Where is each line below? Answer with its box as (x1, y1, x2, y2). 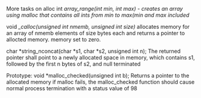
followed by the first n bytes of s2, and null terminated (6, 60, 141, 67)
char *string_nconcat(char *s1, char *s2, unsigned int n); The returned (6, 47, 181, 55)
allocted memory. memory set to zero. (6, 36, 101, 43)
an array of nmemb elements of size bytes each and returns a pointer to (6, 29, 185, 37)
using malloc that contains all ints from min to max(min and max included (6, 11, 190, 19)
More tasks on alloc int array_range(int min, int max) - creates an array (6, 5, 183, 12)
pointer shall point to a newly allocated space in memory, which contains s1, (6, 54, 195, 61)
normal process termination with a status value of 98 (6, 85, 138, 92)
